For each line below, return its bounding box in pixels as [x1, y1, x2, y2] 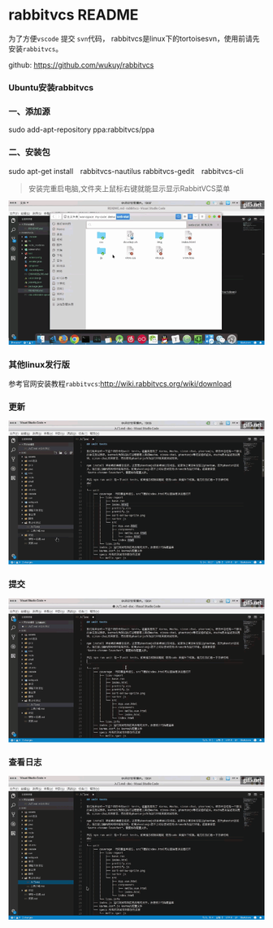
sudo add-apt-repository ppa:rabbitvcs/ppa [8, 124, 155, 135]
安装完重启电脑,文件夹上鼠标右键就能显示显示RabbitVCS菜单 [28, 184, 231, 194]
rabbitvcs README [8, 6, 139, 24]
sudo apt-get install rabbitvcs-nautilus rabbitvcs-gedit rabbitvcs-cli [8, 167, 244, 176]
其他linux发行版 [8, 359, 71, 370]
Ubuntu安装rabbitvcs [8, 81, 94, 93]
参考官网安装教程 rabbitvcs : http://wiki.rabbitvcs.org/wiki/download [8, 378, 232, 388]
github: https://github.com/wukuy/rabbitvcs [8, 59, 154, 70]
